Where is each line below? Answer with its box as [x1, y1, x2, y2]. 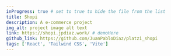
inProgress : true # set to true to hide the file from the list [6, 8, 166, 15]
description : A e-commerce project [6, 19, 93, 25]
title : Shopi [6, 14, 38, 20]
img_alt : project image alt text [6, 24, 88, 31]
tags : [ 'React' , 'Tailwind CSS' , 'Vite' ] [6, 41, 109, 47]
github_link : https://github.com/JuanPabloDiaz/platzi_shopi [6, 36, 158, 41]
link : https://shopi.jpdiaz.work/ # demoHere [6, 30, 118, 36]
